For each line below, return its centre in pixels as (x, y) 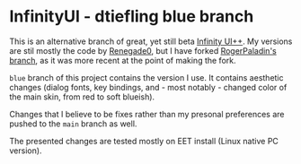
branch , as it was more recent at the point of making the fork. (123, 60)
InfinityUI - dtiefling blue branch (132, 17)
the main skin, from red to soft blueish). (82, 97)
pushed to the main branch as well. (73, 124)
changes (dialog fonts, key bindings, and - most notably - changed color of (148, 87)
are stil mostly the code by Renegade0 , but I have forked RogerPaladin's (143, 50)
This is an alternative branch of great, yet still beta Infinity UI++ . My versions (151, 41)
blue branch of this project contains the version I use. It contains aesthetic (147, 77)
